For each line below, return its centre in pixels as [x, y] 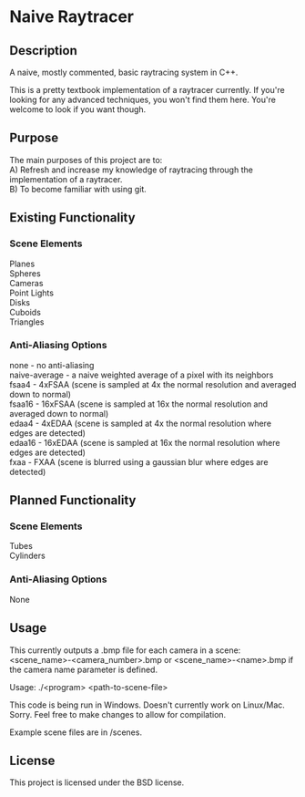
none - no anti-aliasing [52, 365]
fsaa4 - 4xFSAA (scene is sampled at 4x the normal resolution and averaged [153, 384]
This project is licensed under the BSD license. [97, 782]
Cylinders [27, 556]
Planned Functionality [73, 500]
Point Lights [32, 293]
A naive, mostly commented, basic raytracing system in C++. [124, 72]
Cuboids [25, 312]
